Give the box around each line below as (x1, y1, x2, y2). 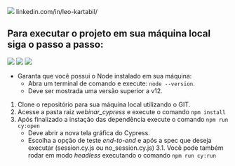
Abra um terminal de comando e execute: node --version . (27, 79, 195, 88)
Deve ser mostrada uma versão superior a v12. (27, 86, 163, 95)
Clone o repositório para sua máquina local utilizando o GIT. (17, 100, 191, 109)
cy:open (17, 123, 40, 130)
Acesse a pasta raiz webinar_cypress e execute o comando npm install (17, 107, 226, 116)
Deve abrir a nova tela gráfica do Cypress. (27, 128, 151, 137)
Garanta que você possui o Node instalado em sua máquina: (17, 71, 192, 80)
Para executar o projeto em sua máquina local (7, 28, 211, 40)
